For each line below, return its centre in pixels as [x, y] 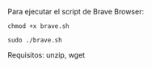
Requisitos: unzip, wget [46, 55]
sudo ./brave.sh [35, 40]
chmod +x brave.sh [38, 26]
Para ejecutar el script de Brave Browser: [76, 12]
